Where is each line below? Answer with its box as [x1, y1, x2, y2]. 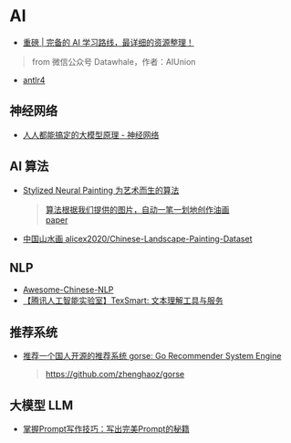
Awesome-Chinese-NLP [22, 284, 114, 295]
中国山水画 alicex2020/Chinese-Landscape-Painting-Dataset [22, 233, 253, 244]
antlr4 [22, 74, 46, 85]
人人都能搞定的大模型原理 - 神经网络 [22, 129, 160, 140]
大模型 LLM [9, 397, 74, 413]
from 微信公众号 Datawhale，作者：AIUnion [31, 56, 196, 67]
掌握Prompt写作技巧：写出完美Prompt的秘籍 [22, 424, 190, 434]
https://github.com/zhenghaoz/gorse [45, 369, 185, 380]
